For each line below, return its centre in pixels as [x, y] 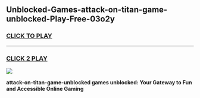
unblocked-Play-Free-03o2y [60, 19]
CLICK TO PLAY [29, 36]
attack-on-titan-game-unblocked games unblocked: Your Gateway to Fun [99, 82]
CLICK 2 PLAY [27, 58]
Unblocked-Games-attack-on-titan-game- [87, 10]
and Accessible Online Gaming [45, 88]
